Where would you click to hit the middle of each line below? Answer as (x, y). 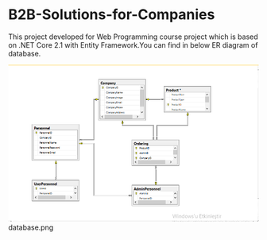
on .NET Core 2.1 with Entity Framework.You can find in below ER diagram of (133, 45)
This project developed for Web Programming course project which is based (133, 37)
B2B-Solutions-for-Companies (112, 15)
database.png (31, 227)
